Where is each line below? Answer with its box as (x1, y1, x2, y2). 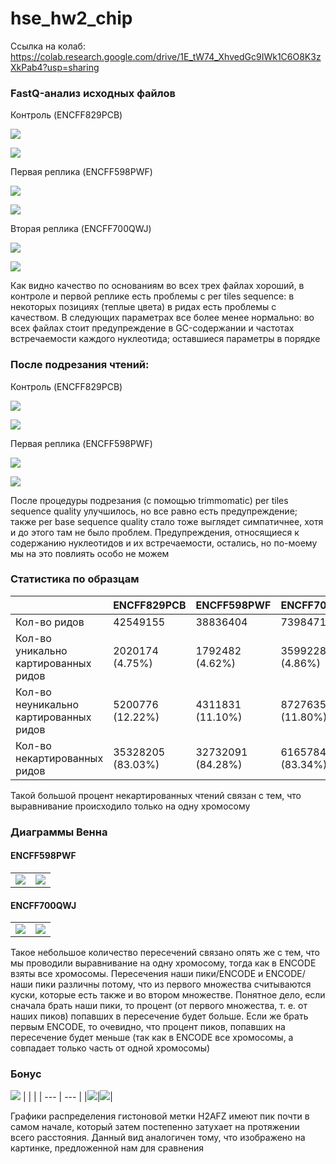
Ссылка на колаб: (10, 40, 86, 52)
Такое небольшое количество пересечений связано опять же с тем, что (10, 947, 320, 959)
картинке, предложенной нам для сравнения (10, 1142, 204, 1154)
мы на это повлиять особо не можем (10, 547, 170, 559)
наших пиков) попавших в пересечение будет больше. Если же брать (10, 1010, 309, 1022)
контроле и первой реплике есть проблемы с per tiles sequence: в (10, 290, 295, 302)
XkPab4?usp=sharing (10, 61, 100, 73)
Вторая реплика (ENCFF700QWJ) (10, 223, 152, 235)
